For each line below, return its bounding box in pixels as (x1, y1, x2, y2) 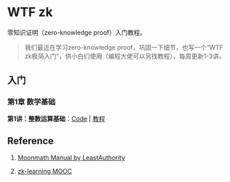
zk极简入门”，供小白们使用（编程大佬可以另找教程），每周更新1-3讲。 (24, 52, 226, 60)
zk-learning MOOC (17, 167, 72, 176)
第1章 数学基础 (7, 97, 56, 107)
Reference (7, 135, 54, 147)
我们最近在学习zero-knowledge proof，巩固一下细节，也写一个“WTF (24, 43, 224, 51)
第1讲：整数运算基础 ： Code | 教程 (7, 114, 106, 122)
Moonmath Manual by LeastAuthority (17, 153, 125, 162)
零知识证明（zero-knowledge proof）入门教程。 (7, 28, 146, 36)
